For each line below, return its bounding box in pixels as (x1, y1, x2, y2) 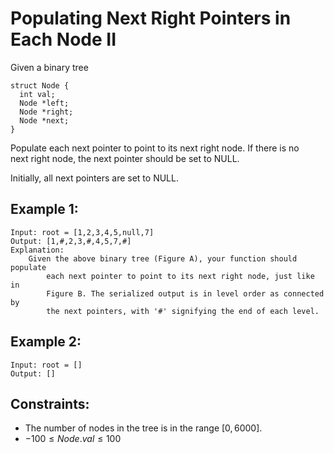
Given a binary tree (10, 61, 89, 73)
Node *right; (19, 107, 74, 117)
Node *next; (19, 115, 70, 126)
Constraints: (10, 395, 90, 412)
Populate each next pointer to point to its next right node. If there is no (10, 142, 300, 154)
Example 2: (10, 333, 82, 351)
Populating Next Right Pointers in (10, 7, 292, 30)
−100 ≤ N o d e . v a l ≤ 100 (24, 433, 122, 445)
